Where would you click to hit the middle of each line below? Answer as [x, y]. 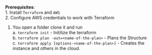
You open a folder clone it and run [47, 27]
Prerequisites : [20, 7]
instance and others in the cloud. [46, 48]
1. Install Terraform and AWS [32, 12]
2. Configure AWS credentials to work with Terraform [60, 18]
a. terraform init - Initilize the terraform [54, 32]
